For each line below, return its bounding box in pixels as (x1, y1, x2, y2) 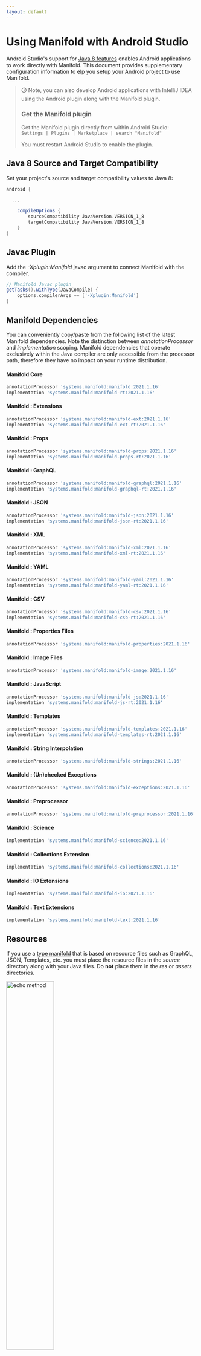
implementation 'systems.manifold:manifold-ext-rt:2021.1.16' (6, 422, 166, 428)
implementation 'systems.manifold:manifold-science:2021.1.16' (6, 838, 169, 844)
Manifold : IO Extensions (6, 877, 69, 884)
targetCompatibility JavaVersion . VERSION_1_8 (28, 219, 145, 226)
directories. (6, 969, 35, 976)
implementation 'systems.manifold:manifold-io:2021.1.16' (6, 890, 155, 897)
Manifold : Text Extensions (6, 904, 75, 911)
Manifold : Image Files (6, 654, 63, 661)
